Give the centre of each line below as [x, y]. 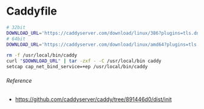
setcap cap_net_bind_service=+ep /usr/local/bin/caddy [77, 67]
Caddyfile [32, 11]
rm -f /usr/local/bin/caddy [42, 55]
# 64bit [16, 39]
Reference [19, 80]
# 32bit [16, 27]
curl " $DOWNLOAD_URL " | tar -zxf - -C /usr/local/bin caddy [84, 61]
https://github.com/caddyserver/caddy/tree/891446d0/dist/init [93, 99]
